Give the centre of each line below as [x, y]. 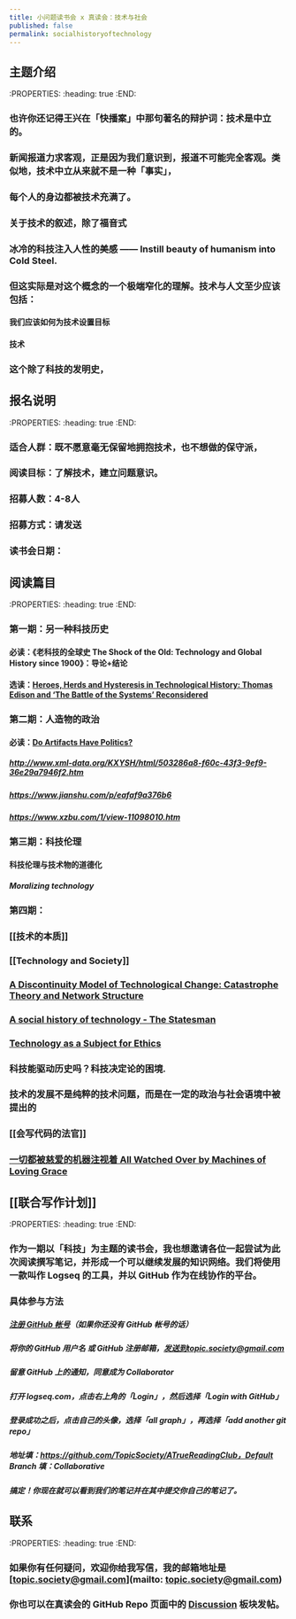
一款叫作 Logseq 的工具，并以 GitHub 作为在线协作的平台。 [136, 1275]
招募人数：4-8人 [45, 499]
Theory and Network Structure [76, 995]
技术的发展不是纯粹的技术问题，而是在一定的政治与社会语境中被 [145, 1094]
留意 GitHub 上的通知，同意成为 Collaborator [91, 1372]
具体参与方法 [37, 1301]
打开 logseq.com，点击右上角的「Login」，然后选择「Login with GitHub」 [146, 1396]
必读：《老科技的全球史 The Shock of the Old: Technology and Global [136, 651]
